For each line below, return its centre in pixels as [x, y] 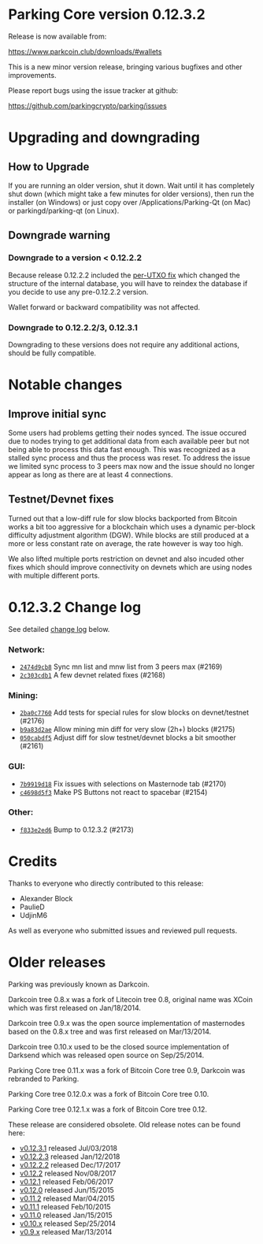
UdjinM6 [33, 915]
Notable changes [65, 385]
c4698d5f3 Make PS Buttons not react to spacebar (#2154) [113, 792]
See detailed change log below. [59, 629]
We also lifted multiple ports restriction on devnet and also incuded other [126, 559]
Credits [33, 862]
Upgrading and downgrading [104, 137]
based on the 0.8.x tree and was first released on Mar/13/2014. [110, 1031]
